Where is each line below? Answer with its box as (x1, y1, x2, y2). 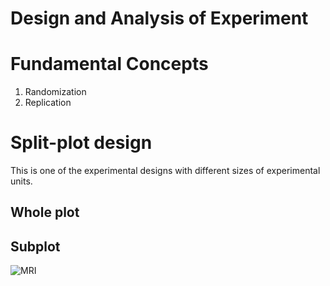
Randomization (24, 86, 87, 98)
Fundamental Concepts (10, 53, 209, 76)
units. (10, 175, 33, 187)
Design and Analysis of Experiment (10, 7, 309, 30)
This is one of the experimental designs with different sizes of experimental (10, 165, 321, 177)
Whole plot (10, 204, 80, 221)
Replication (24, 97, 72, 109)
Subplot (10, 238, 61, 255)
